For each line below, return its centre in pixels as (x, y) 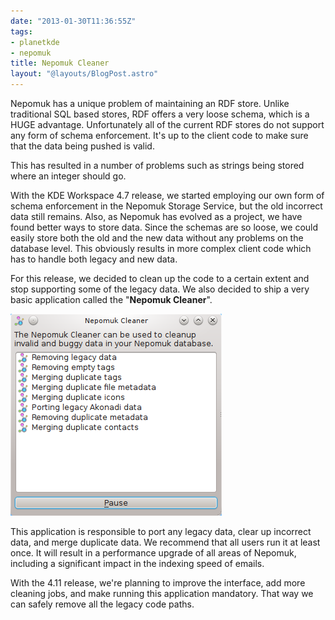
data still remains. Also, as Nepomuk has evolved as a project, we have (156, 216)
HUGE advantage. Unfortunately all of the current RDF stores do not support (167, 124)
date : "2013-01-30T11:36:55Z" (73, 21)
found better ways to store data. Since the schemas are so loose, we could (164, 227)
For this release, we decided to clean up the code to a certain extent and (160, 278)
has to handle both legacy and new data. (94, 259)
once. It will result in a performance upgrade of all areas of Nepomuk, (153, 553)
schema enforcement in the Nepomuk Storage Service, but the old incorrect (166, 206)
